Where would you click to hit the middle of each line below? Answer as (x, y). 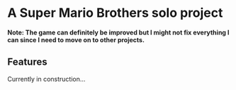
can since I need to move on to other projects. (76, 39)
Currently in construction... (46, 79)
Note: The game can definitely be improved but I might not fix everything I (118, 32)
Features (27, 62)
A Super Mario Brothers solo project (115, 13)
